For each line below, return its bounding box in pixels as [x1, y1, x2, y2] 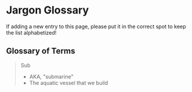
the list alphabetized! [6, 29, 57, 36]
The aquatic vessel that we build [29, 79, 108, 86]
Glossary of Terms [6, 46, 75, 56]
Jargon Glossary [6, 4, 90, 17]
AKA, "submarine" [29, 73, 74, 80]
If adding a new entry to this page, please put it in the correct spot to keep [6, 23, 187, 30]
